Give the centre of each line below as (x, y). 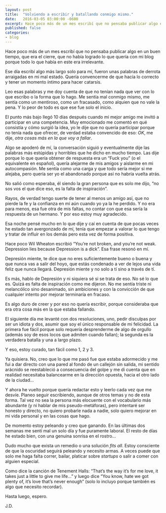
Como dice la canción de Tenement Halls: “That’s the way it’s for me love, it (82, 471)
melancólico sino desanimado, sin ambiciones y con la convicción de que (80, 289)
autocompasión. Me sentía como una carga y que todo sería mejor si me (79, 168)
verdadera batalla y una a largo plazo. (43, 340)
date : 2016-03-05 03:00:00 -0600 (42, 19)
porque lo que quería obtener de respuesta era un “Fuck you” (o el (73, 158)
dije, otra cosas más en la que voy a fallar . (49, 138)
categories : (17, 33)
